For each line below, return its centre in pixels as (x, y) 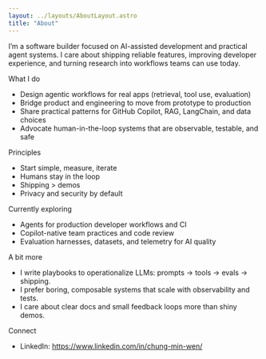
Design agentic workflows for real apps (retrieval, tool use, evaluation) (135, 94)
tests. (29, 298)
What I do (24, 79)
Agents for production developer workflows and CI (103, 224)
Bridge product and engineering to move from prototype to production (135, 103)
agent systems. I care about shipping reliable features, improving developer (133, 54)
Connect (22, 330)
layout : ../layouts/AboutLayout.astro (73, 16)
